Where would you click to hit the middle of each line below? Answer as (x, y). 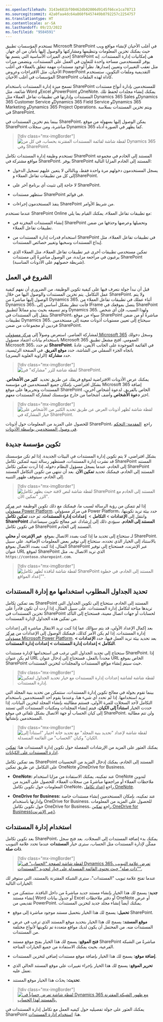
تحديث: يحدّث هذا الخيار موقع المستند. (47, 980)
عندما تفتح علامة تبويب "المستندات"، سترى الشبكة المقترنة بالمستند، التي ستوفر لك (81, 878)
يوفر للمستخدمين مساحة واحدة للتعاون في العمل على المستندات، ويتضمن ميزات (78, 61)
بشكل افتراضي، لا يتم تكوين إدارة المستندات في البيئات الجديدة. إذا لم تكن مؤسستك (81, 456)
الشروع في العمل (29, 277)
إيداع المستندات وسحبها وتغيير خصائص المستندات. (58, 242)
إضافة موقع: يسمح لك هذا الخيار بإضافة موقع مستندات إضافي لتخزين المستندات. (84, 956)
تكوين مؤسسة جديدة (33, 444)
